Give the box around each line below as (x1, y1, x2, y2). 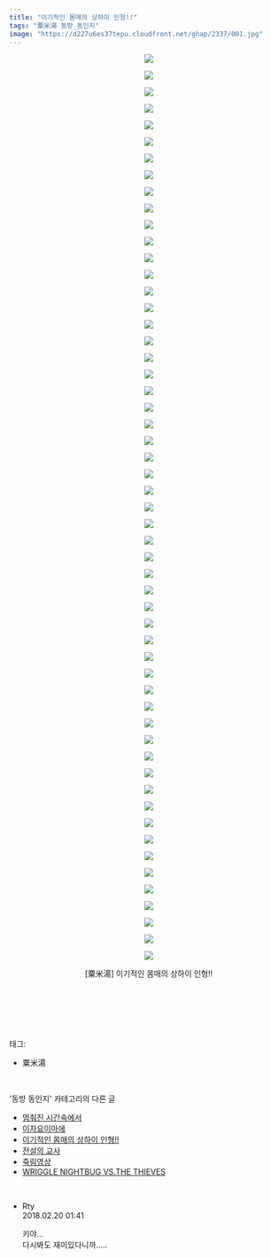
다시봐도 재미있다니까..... (21, 1239, 108, 1250)
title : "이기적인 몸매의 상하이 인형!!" (9, 12, 138, 22)
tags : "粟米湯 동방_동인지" (9, 21, 99, 30)
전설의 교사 (21, 1145, 61, 1156)
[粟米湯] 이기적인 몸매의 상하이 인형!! (84, 968, 213, 979)
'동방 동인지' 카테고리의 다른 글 (9, 1093, 116, 1104)
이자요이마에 (21, 1123, 66, 1134)
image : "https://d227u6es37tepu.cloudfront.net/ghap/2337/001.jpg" (9, 29, 264, 38)
